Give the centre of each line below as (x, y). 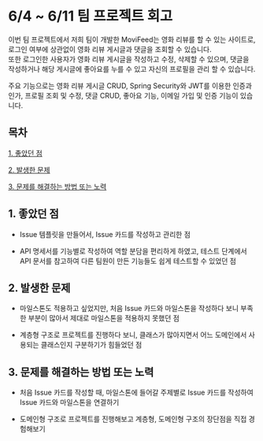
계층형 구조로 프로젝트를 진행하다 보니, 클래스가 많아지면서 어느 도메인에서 (133, 335)
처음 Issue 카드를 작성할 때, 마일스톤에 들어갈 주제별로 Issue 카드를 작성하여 (136, 393)
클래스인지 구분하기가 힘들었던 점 (91, 345)
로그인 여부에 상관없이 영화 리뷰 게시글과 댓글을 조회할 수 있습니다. (110, 49)
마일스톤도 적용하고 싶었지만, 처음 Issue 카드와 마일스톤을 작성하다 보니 (129, 309)
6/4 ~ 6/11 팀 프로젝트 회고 (91, 16)
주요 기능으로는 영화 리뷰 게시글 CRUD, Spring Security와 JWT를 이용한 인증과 (130, 85)
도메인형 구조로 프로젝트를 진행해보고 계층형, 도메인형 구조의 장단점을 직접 (133, 419)
